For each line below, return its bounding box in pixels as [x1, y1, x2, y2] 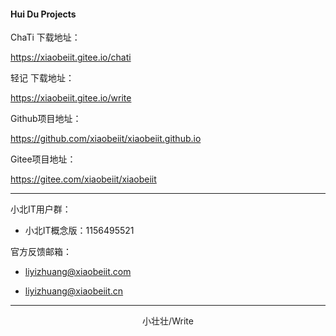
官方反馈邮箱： [10, 246, 72, 258]
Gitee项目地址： [10, 153, 77, 165]
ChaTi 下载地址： [10, 31, 81, 44]
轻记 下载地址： [10, 72, 75, 84]
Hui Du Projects [10, 8, 77, 20]
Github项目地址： [10, 113, 82, 125]
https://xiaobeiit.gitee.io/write [10, 92, 132, 104]
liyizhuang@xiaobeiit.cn [24, 285, 124, 297]
